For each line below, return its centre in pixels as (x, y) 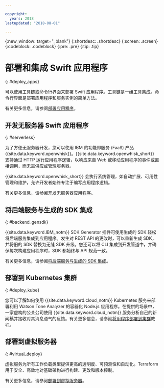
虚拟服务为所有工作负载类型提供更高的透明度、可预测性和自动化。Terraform (82, 364)
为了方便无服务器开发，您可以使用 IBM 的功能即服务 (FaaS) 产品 (70, 148)
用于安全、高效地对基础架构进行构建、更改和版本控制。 (61, 370)
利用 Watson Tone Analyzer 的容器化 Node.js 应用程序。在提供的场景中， (83, 306)
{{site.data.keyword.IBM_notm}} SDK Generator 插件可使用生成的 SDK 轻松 (81, 232)
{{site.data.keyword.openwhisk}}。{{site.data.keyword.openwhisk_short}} (80, 154)
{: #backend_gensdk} (27, 222)
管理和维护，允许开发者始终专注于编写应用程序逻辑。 (59, 182)
